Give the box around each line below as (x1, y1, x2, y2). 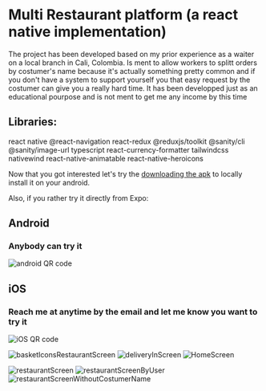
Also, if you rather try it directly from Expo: (8, 193, 149, 202)
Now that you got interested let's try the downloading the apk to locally (8, 169, 243, 178)
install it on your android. (8, 177, 91, 187)
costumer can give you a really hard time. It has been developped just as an (8, 83, 258, 93)
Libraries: (8, 115, 58, 129)
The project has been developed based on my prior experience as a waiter (8, 49, 255, 59)
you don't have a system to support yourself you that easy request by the (8, 75, 251, 84)
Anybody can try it (8, 241, 83, 252)
